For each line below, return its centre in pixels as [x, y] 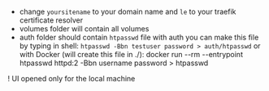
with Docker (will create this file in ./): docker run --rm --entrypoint [131, 54]
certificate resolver [51, 20]
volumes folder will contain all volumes [84, 29]
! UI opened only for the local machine [72, 79]
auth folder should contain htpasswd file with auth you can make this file [139, 37]
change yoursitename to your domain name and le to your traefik [128, 12]
